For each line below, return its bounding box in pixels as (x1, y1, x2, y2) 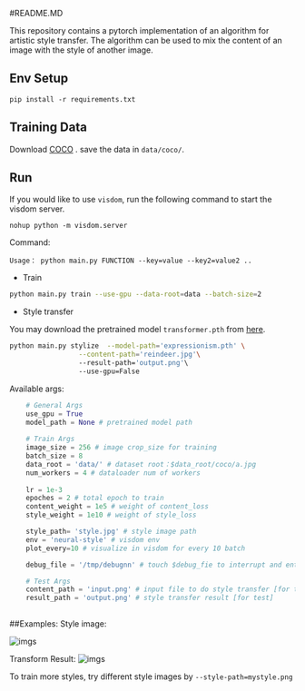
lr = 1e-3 (25, 485, 64, 494)
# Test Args (25, 577, 71, 586)
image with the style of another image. (9, 44, 154, 55)
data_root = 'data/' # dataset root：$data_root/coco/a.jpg (25, 459, 257, 469)
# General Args (25, 400, 84, 410)
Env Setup (9, 71, 69, 86)
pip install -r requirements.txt (9, 94, 136, 104)
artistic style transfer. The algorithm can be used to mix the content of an (9, 35, 283, 45)
